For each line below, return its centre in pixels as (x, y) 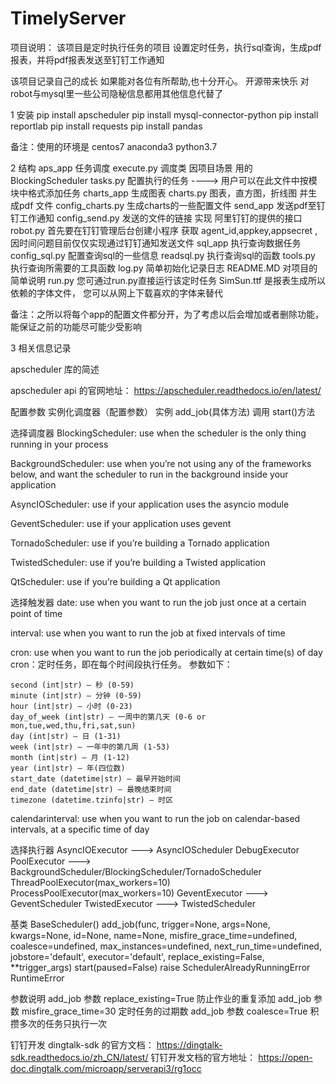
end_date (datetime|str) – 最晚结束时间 (91, 789)
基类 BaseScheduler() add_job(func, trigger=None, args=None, (140, 924)
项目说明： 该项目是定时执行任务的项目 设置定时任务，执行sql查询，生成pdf (166, 47)
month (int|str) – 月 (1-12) (70, 757)
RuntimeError (37, 978)
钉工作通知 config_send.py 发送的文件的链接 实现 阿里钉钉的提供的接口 (156, 218)
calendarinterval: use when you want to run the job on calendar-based (155, 818)
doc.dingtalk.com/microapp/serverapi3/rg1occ (106, 1068)
